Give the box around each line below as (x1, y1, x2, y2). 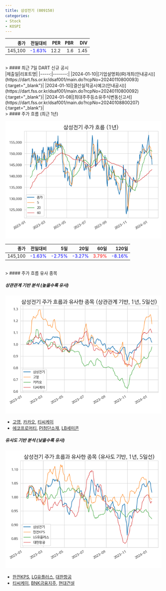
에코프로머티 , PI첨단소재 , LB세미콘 (12, 425, 79, 431)
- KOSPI (5, 24, 21, 29)
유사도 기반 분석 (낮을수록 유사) (5, 437, 65, 443)
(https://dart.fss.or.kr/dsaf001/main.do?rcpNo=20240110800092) (5, 88, 139, 94)
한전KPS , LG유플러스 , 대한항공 (12, 574, 72, 580)
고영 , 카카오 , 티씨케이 (12, 419, 54, 425)
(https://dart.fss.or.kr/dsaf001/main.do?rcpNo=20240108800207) (5, 100, 140, 106)
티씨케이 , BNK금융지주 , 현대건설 (12, 580, 75, 586)
